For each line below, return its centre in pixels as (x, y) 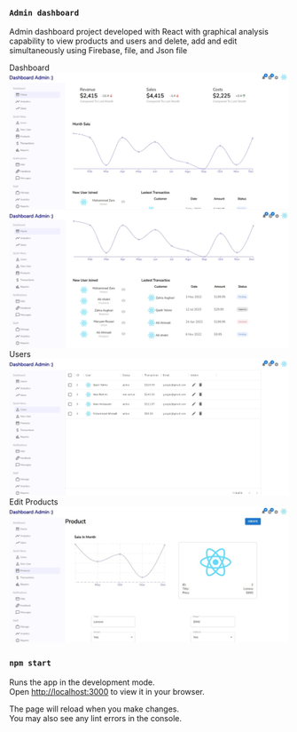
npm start (30, 663)
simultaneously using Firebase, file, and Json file (98, 51)
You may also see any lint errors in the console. (95, 718)
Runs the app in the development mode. (82, 682)
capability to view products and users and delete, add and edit (123, 41)
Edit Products (34, 502)
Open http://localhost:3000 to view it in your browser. (107, 691)
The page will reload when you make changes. (94, 709)
